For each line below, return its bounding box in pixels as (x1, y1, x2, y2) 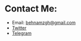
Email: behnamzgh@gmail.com (11, 19, 76, 25)
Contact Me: (4, 3, 57, 14)
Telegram (11, 30, 32, 36)
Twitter (11, 24, 27, 30)
